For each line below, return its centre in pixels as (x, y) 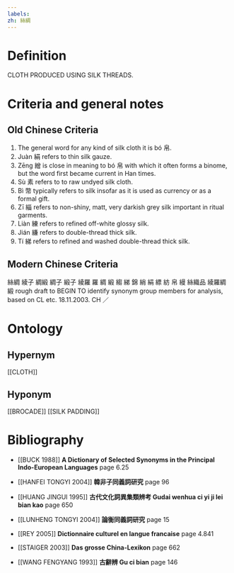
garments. (33, 215)
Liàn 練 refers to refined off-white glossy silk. (83, 223)
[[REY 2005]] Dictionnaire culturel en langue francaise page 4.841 (116, 534)
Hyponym (29, 394)
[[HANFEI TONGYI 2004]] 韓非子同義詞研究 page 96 (93, 482)
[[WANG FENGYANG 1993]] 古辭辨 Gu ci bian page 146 (98, 562)
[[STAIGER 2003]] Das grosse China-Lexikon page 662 (99, 547)
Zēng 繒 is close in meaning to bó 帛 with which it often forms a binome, (122, 166)
